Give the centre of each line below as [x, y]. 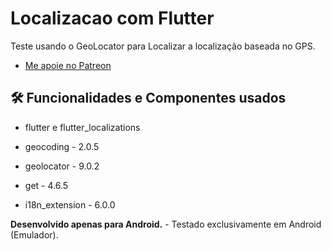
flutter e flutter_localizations [82, 127]
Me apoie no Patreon [68, 65]
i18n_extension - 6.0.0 [70, 204]
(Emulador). [34, 234]
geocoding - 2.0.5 [62, 146]
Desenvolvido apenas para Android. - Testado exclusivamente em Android [166, 224]
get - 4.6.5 [46, 185]
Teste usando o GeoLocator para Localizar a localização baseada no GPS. [163, 46]
